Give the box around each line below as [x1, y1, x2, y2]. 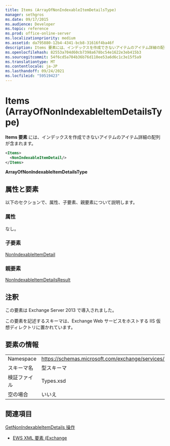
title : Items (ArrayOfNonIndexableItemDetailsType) [5, 7, 116, 13]
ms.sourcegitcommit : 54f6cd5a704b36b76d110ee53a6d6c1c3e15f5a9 [5, 54, 142, 60]
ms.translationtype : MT [5, 59, 56, 64]
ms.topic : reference [5, 26, 49, 31]
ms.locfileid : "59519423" [5, 73, 60, 78]
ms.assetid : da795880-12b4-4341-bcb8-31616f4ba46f [5, 40, 114, 46]
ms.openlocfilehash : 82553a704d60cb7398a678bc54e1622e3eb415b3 [5, 50, 142, 55]
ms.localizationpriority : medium [5, 36, 76, 41]
